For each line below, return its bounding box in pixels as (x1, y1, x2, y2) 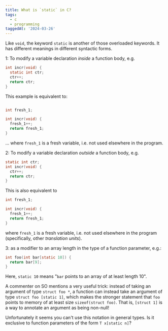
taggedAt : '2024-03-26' (5, 26, 56, 31)
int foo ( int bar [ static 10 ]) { (5, 254, 72, 260)
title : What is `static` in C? (5, 7, 72, 13)
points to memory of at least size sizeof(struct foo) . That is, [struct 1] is (5, 300, 162, 306)
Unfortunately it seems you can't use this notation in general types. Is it (5, 315, 154, 321)
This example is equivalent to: (5, 93, 68, 99)
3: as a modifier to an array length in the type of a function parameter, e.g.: (5, 245, 161, 251)
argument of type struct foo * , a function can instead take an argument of (5, 288, 162, 295)
